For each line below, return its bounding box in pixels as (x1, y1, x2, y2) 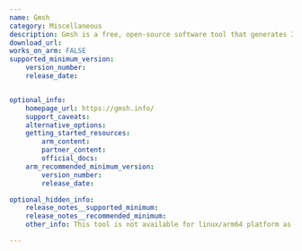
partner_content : (41, 145, 106, 155)
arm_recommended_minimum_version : (25, 162, 155, 171)
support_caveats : (25, 112, 91, 121)
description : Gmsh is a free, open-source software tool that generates (9, 30, 288, 39)
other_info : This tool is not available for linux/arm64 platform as (25, 221, 292, 229)
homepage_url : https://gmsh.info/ (25, 104, 155, 113)
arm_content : (41, 137, 91, 146)
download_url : (9, 38, 63, 48)
